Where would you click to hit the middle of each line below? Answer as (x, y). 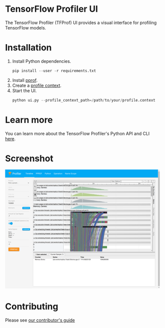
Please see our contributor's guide (40, 320)
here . (10, 139)
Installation (28, 48)
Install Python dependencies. (41, 61)
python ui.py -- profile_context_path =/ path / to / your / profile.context (84, 100)
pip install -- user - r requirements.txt (54, 71)
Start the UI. (24, 90)
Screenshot (29, 158)
